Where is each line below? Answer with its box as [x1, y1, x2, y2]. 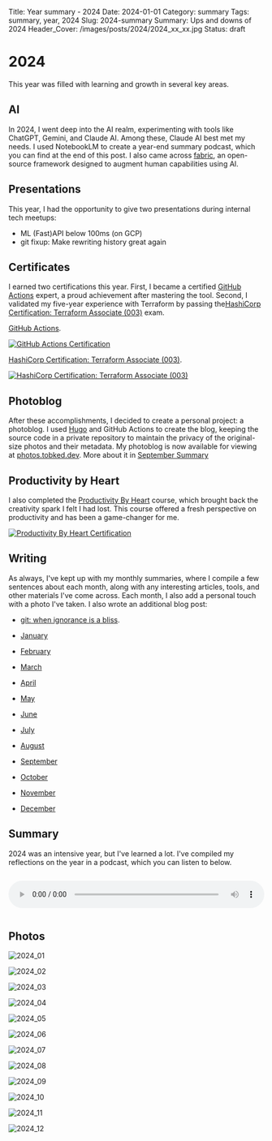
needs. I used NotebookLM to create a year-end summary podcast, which [8, 141, 256, 151]
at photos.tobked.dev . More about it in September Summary [8, 450, 209, 460]
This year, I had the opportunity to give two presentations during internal [8, 204, 251, 213]
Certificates [8, 260, 71, 274]
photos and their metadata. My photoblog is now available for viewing [24, 441, 257, 451]
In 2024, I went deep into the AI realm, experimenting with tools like [8, 124, 234, 134]
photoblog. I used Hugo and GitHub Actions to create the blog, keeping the [8, 424, 259, 434]
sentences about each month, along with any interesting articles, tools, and [8, 582, 260, 592]
